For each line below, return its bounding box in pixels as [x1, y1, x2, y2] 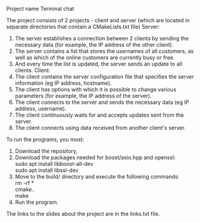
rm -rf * [14, 180, 34, 186]
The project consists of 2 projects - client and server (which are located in [6, 17, 190, 23]
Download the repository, [14, 147, 78, 154]
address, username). [14, 105, 67, 112]
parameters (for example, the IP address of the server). [14, 93, 152, 99]
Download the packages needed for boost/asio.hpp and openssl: [14, 154, 176, 161]
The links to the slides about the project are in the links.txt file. [6, 210, 160, 217]
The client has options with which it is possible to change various [14, 86, 177, 93]
